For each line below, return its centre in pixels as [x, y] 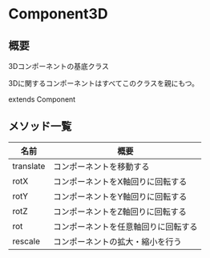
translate [29, 166]
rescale [26, 241]
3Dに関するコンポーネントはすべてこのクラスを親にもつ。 [103, 83]
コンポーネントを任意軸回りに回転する [125, 227]
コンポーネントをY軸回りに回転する [120, 196]
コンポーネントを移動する [101, 167]
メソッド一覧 [40, 126]
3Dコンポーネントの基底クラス [59, 66]
